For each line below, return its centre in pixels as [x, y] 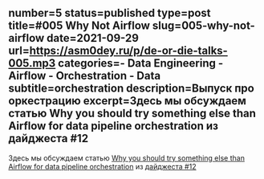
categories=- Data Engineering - [140, 63]
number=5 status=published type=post [110, 13]
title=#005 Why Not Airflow [79, 26]
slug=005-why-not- [203, 26]
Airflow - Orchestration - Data [85, 76]
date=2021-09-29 [93, 38]
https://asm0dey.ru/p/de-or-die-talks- [129, 51]
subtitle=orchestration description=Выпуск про [131, 89]
